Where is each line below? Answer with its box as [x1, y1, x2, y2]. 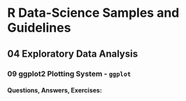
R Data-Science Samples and [7, 5, 180, 21]
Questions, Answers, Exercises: [7, 86, 103, 95]
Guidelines [7, 20, 71, 36]
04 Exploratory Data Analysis [7, 48, 138, 60]
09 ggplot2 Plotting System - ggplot [7, 69, 131, 79]
